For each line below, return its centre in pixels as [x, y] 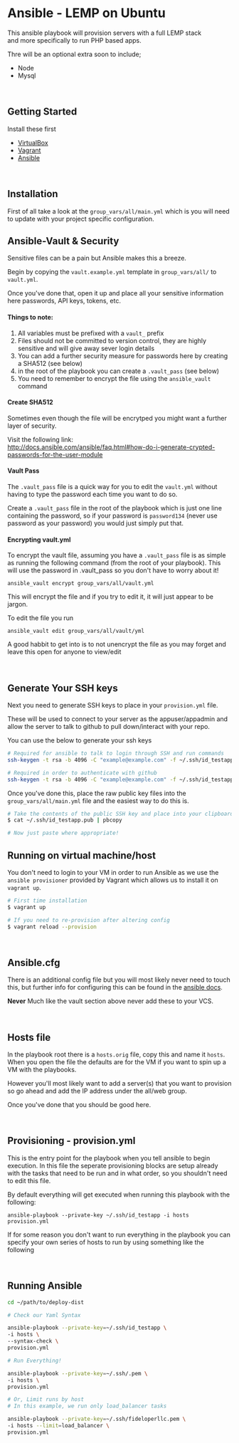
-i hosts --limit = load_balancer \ [59, 1426]
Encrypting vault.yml [39, 540]
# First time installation [47, 901]
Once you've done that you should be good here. [79, 1105]
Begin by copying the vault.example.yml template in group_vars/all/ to [112, 272]
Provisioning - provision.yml [71, 1141]
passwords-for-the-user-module [55, 454]
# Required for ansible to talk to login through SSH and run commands [116, 753]
